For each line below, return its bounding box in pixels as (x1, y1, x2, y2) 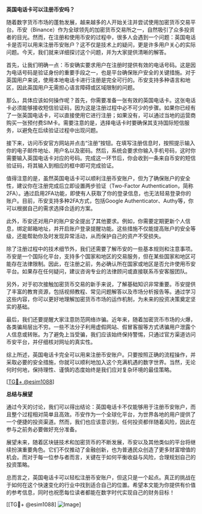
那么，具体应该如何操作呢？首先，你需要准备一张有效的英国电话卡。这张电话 (6, 97, 196, 104)
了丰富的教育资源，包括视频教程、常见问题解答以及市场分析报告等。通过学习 (6, 288, 196, 295)
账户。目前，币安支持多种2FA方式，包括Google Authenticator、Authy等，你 (6, 198, 194, 204)
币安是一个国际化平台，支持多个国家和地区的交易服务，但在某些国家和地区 (6, 253, 191, 260)
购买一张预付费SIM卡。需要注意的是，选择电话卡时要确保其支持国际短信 (6, 119, 185, 126)
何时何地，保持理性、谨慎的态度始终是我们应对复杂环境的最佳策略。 (6, 366, 175, 373)
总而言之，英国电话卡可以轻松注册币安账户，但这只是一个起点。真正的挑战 (6, 474, 191, 481)
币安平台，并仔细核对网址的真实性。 (6, 339, 96, 345)
